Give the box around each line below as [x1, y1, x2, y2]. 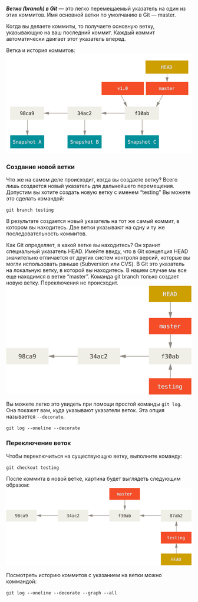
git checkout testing [6, 464, 60, 471]
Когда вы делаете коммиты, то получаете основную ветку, [6, 23, 155, 30]
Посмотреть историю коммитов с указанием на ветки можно [6, 572, 162, 579]
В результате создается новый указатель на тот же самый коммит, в [6, 218, 180, 225]
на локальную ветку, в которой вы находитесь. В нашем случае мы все [6, 267, 187, 274]
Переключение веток [6, 439, 71, 447]
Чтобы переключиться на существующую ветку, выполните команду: [6, 452, 183, 459]
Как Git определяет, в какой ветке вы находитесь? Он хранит [6, 242, 161, 249]
